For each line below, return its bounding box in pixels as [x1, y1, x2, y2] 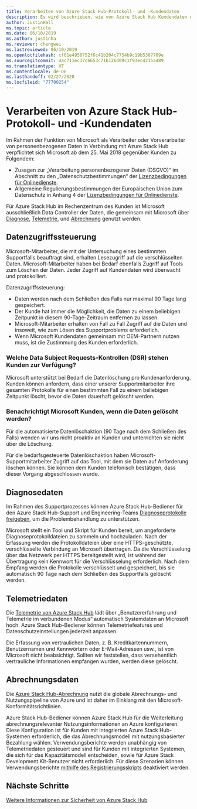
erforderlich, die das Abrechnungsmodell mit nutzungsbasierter [31, 733, 185, 740]
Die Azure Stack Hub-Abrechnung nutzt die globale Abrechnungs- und [6, 690, 177, 697]
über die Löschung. [6, 441, 53, 448]
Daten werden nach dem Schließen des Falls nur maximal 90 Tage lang [14, 295, 186, 302]
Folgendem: [6, 155, 35, 162]
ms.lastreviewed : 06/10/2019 [6, 47, 77, 53]
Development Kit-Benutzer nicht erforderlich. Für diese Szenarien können [6, 757, 184, 764]
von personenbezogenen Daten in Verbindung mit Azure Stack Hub [6, 142, 169, 149]
